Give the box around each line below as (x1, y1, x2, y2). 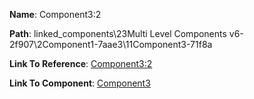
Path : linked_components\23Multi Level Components (9, 28, 227, 39)
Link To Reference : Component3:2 (9, 58, 153, 69)
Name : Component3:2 (9, 9, 102, 20)
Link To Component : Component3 (9, 77, 151, 89)
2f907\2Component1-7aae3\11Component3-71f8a (9, 39, 213, 50)
